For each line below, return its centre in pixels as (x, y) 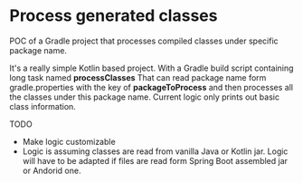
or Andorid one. (52, 170)
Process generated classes (114, 16)
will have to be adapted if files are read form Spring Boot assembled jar (155, 160)
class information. (43, 106)
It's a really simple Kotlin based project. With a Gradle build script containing (151, 68)
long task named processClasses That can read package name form (138, 77)
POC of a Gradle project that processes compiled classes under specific (144, 41)
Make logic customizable (69, 141)
